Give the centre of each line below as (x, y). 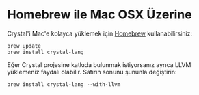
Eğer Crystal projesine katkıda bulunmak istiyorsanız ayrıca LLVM (99, 64)
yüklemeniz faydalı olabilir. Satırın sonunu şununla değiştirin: (92, 72)
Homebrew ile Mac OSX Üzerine (100, 15)
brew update (24, 46)
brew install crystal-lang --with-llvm (64, 84)
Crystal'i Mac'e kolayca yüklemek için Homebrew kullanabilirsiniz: (100, 33)
